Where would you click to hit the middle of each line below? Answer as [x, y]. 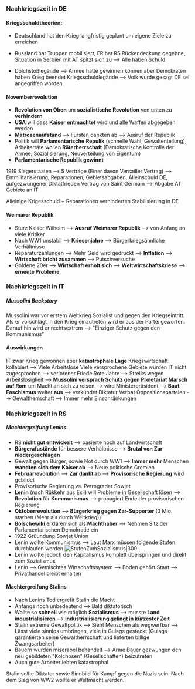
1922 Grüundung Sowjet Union [52, 536]
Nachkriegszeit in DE [37, 8]
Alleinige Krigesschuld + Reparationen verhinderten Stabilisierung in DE [93, 201]
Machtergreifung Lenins [36, 428]
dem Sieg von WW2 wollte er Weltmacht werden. [65, 680]
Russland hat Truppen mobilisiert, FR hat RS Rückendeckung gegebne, [100, 53]
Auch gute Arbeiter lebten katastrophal [61, 662]
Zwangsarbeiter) [35, 643]
